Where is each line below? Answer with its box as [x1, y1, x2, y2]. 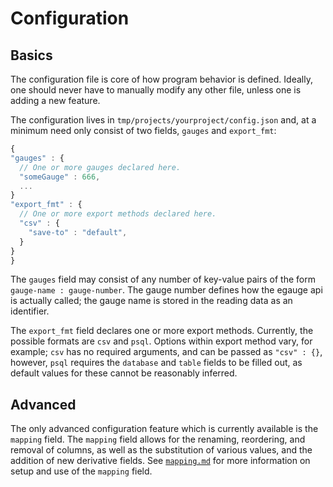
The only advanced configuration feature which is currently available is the [10, 423, 319, 435]
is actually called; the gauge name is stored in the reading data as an [10, 295, 293, 307]
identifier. [10, 305, 50, 317]
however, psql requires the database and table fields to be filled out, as [10, 357, 303, 369]
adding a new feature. [10, 95, 101, 106]
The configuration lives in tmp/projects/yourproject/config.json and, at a [10, 114, 317, 126]
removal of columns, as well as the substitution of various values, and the [10, 444, 313, 456]
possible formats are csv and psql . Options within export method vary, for [10, 335, 313, 347]
